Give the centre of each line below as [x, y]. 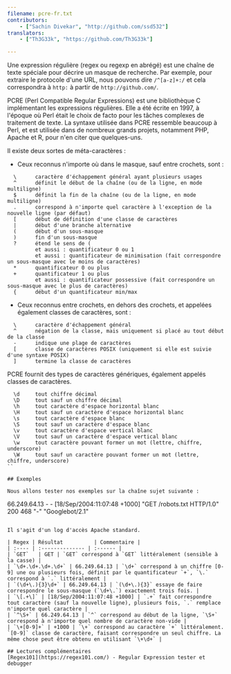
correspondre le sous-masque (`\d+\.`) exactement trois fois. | [103, 591]
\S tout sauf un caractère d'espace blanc [82, 425]
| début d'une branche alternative [72, 226]
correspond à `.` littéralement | [57, 579]
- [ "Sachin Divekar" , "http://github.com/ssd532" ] [94, 26]
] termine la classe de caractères [72, 362]
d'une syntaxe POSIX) [38, 355]
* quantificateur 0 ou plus [62, 268]
